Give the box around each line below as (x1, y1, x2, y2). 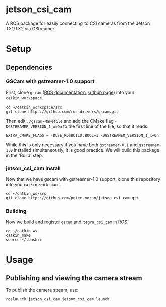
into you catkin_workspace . (6, 182, 61, 188)
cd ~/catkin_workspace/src (6, 105, 62, 110)
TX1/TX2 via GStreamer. (6, 25, 56, 31)
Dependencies (6, 63, 52, 71)
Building (6, 208, 27, 215)
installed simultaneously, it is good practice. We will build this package (14, 147, 160, 153)
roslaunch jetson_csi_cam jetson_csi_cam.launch (6, 297, 110, 302)
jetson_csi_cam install (6, 165, 61, 172)
